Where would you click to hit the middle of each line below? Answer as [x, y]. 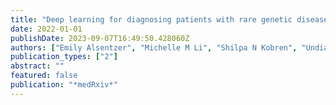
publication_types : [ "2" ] [64, 57]
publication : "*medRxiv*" [64, 85]
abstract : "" [37, 66]
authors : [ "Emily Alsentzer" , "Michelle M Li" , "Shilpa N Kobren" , [154, 47]
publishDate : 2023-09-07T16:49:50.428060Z [100, 38]
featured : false [44, 76]
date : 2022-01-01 [46, 29]
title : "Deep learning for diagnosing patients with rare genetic [151, 19]
